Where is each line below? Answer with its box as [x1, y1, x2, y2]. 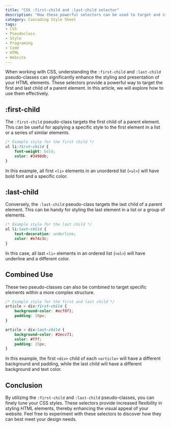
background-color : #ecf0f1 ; [14, 309, 74, 314]
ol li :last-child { [5, 227, 47, 232]
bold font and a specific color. [5, 173, 68, 179]
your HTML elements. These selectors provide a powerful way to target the [5, 79, 163, 86]
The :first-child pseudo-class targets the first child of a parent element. [5, 119, 160, 125]
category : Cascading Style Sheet [5, 17, 76, 22]
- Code [5, 45, 19, 50]
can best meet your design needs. [5, 416, 77, 422]
